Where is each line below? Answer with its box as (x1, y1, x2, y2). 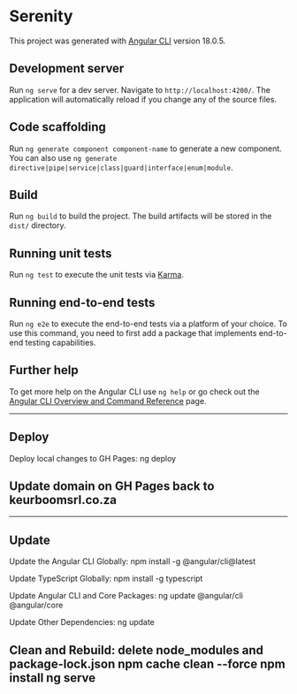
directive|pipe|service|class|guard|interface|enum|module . (9, 162, 233, 172)
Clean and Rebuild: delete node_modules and (9, 643, 263, 658)
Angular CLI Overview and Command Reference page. (9, 395, 207, 406)
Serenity (9, 6, 73, 27)
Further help (9, 362, 80, 378)
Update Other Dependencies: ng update (9, 617, 155, 628)
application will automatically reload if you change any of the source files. (9, 94, 277, 104)
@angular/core (9, 599, 64, 611)
